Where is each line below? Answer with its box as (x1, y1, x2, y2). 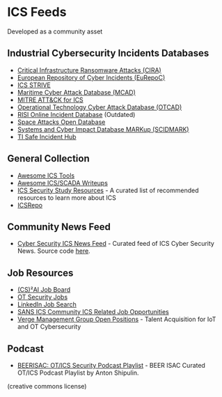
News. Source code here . (17, 247, 90, 255)
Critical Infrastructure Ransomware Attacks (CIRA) (17, 65, 161, 74)
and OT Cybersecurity (17, 322, 81, 331)
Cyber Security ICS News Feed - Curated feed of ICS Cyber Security (17, 240, 214, 248)
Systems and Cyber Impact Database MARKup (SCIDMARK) (17, 125, 189, 133)
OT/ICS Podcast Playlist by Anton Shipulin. (17, 368, 139, 377)
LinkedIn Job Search (17, 300, 77, 309)
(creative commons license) (7, 382, 87, 390)
